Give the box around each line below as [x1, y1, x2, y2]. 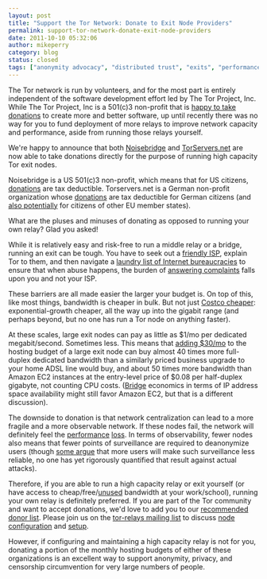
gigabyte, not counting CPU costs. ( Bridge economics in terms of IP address [8, 380, 258, 390]
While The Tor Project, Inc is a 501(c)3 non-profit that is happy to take [8, 102, 237, 111]
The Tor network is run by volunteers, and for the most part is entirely [8, 85, 236, 95]
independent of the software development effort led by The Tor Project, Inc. [8, 93, 257, 103]
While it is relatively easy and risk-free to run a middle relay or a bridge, [8, 239, 242, 249]
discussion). [8, 397, 48, 406]
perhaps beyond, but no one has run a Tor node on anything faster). [8, 314, 231, 324]
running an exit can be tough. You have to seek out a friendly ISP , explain [8, 248, 248, 258]
